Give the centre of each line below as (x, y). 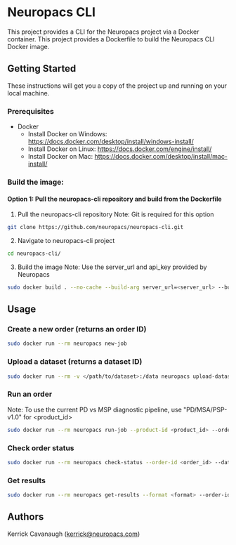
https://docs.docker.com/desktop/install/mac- (161, 157)
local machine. (28, 93)
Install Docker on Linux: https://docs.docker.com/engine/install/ (120, 149)
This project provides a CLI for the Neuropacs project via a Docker (103, 32)
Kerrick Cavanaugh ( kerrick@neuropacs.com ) (74, 534)
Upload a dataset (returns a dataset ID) (75, 362)
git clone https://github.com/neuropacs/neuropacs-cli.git (96, 228)
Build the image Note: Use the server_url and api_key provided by (112, 267)
